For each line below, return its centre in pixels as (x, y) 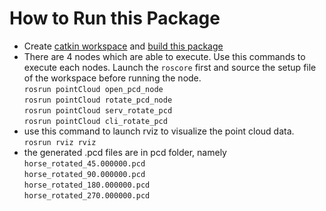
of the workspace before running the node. (112, 78)
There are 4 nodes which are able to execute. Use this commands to (164, 56)
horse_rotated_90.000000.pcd (84, 174)
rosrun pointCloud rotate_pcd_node (98, 100)
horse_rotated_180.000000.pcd (87, 185)
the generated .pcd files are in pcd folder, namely (125, 152)
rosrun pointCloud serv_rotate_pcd (98, 110)
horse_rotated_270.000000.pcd (87, 195)
